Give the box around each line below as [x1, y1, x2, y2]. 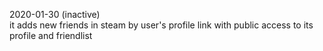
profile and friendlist [9, 30, 93, 41]
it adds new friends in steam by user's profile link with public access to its [9, 19, 314, 31]
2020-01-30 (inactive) [9, 9, 101, 20]
